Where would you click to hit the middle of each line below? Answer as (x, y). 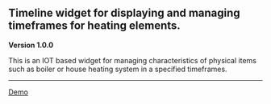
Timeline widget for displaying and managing (124, 13)
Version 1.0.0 (31, 45)
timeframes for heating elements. (95, 26)
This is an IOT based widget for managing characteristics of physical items (132, 60)
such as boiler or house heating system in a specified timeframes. (118, 69)
